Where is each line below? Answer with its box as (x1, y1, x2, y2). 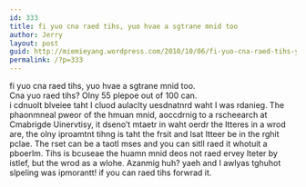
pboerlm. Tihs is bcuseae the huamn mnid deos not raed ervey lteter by (9, 148, 278, 159)
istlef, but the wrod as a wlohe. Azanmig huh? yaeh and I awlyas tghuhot (9, 158, 281, 168)
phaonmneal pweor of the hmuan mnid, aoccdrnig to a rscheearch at (9, 110, 268, 120)
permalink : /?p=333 (9, 55, 84, 64)
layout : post (9, 38, 59, 48)
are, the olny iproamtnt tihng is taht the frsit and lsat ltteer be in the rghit (9, 129, 280, 139)
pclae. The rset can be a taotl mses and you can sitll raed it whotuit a (9, 138, 268, 149)
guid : (9, 47, 30, 56)
